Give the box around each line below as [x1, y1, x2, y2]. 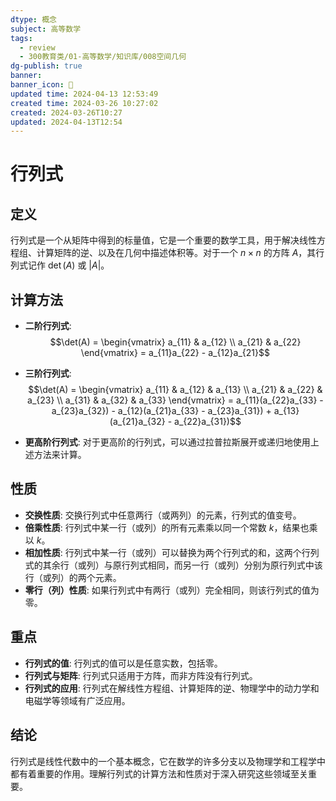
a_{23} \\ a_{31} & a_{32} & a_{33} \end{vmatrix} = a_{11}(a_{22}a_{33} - [27, 394, 324, 406]
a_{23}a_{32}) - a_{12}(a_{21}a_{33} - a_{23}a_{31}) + [51, 405, 272, 417]
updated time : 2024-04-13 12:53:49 [10, 89, 159, 99]
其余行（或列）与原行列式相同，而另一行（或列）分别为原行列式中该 [42, 559, 323, 571]
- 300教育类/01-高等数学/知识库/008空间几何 [19, 52, 187, 62]
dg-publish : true [10, 61, 83, 71]
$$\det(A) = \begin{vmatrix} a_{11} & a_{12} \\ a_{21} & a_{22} [49, 336, 302, 348]
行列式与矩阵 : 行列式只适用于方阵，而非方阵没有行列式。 [24, 669, 258, 681]
